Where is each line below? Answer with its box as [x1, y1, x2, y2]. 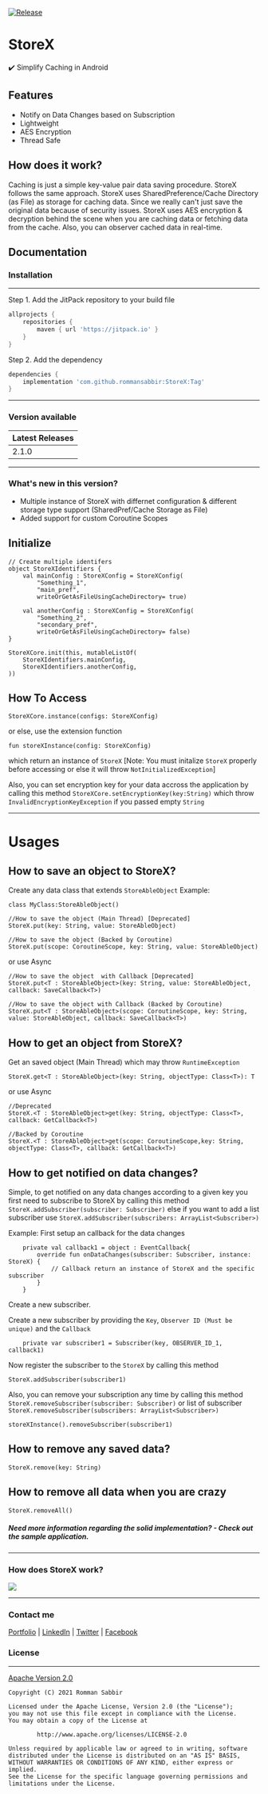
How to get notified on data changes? [8, 1166, 199, 1180]
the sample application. [8, 1532, 89, 1541]
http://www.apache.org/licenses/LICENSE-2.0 [37, 1730, 187, 1739]
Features [8, 89, 53, 102]
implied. [8, 1765, 37, 1773]
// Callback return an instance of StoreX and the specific [50, 1265, 255, 1273]
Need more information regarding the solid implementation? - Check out [8, 1524, 254, 1533]
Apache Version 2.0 [8, 1672, 73, 1683]
